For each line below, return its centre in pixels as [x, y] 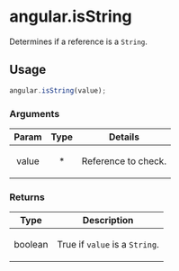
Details [124, 137]
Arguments [35, 113]
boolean [31, 245]
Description [108, 221]
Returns [27, 197]
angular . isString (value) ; [58, 90]
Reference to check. [124, 161]
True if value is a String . [108, 245]
